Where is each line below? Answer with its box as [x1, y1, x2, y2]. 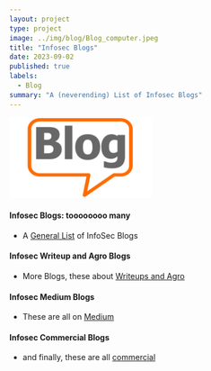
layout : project [9, 14, 70, 23]
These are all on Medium [22, 312, 115, 322]
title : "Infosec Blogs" [9, 43, 99, 52]
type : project [9, 23, 63, 33]
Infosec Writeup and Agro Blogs [9, 250, 131, 261]
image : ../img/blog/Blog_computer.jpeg [9, 33, 159, 42]
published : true [9, 62, 70, 71]
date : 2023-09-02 [9, 52, 75, 62]
